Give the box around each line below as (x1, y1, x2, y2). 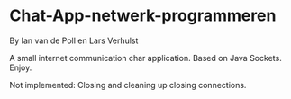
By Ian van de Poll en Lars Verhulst (9, 35, 139, 46)
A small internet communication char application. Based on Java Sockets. (9, 52, 282, 63)
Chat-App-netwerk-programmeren (9, 5, 277, 26)
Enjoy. (9, 62, 32, 73)
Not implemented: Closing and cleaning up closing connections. (9, 79, 247, 90)
